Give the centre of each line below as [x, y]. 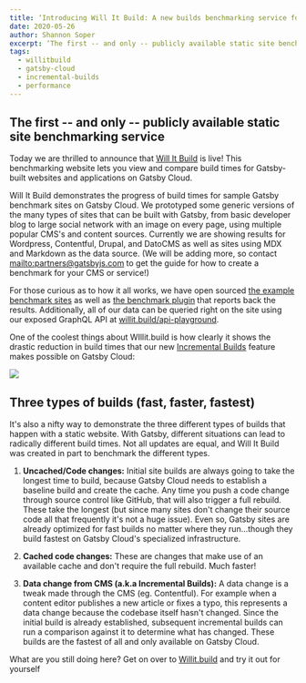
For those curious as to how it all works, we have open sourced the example [152, 291]
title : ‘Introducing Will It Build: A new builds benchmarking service [148, 18]
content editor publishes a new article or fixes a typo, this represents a [155, 603]
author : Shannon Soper [52, 35]
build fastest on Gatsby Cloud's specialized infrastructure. [132, 539]
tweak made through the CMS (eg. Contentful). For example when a [150, 594]
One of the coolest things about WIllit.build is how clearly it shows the [140, 337]
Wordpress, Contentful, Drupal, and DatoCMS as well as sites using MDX [146, 244]
